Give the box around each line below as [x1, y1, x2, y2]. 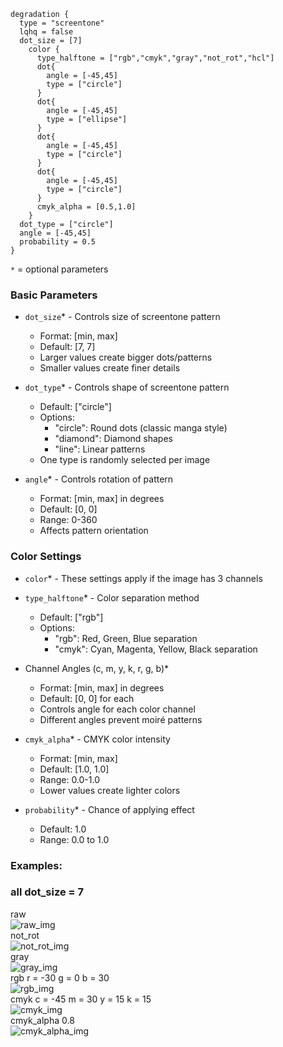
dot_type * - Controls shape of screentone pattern [24, 381, 230, 394]
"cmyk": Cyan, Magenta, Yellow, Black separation [54, 643, 258, 655]
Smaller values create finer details [39, 362, 181, 374]
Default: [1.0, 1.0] [39, 763, 110, 775]
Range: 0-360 [39, 514, 98, 526]
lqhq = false [19, 27, 74, 37]
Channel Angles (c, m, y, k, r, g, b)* [24, 662, 170, 674]
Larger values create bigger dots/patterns [39, 351, 213, 364]
